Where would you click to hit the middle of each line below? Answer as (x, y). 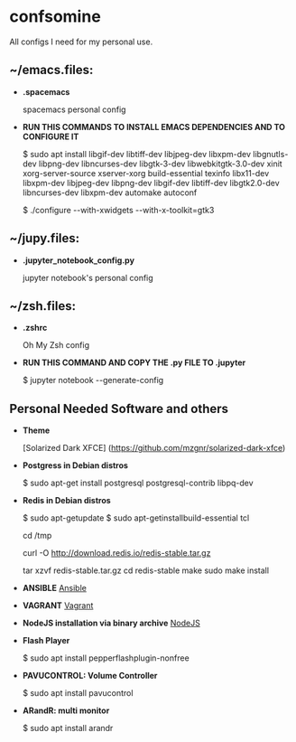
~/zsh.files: (43, 306)
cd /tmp (37, 536)
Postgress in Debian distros (75, 465)
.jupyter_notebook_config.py (79, 260)
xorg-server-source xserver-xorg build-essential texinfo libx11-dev (146, 173)
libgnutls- (270, 154)
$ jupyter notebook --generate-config (93, 380)
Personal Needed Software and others (119, 409)
